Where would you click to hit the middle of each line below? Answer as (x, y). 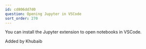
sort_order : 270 (21, 18)
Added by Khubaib (24, 41)
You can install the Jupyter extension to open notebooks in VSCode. (73, 32)
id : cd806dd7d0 (20, 9)
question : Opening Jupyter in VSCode (43, 14)
